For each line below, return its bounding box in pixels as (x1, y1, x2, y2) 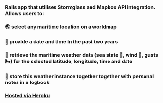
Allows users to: (5, 10, 44, 17)
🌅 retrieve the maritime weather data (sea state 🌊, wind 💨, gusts (5, 51, 158, 58)
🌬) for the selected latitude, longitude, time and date (5, 58, 133, 64)
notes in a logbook (5, 79, 50, 85)
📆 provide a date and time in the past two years (5, 38, 118, 45)
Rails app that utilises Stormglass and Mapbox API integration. (5, 4, 156, 11)
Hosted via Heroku (5, 92, 50, 99)
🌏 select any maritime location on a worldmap (5, 23, 117, 30)
